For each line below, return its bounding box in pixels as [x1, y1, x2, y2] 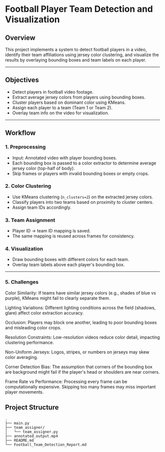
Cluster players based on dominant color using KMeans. [12, 99, 126, 105]
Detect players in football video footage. [12, 89, 94, 95]
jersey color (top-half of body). [12, 165, 75, 171]
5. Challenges [5, 279, 39, 286]
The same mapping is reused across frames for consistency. [12, 233, 135, 239]
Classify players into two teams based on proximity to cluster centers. [12, 199, 154, 205]
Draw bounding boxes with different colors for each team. [12, 257, 129, 262]
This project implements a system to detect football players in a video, [5, 47, 147, 52]
